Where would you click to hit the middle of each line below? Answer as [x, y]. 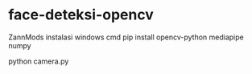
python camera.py [39, 61]
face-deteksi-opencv [81, 15]
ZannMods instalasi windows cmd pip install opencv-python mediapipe [126, 37]
